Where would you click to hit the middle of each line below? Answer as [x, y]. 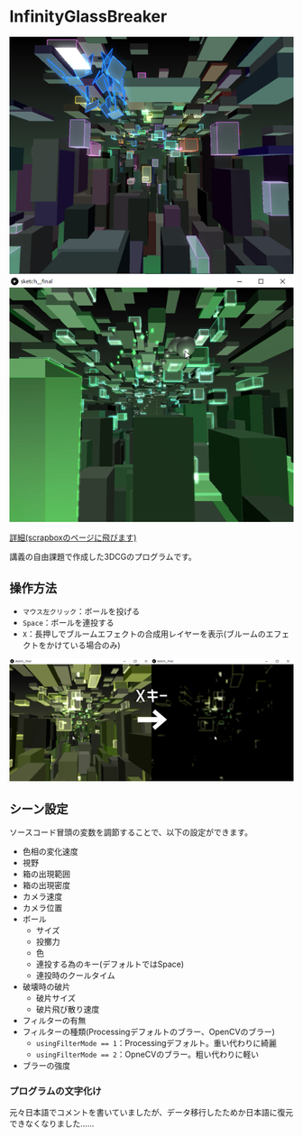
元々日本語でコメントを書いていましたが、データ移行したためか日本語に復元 [151, 1113]
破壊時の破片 [46, 986]
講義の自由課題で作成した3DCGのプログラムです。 [103, 557]
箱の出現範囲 [46, 874]
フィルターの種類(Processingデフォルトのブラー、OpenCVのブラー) [148, 1032]
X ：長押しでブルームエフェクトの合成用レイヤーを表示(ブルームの [144, 634]
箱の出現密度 [46, 885]
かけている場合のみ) [83, 646]
